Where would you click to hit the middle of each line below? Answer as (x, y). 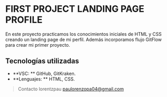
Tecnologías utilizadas (42, 61)
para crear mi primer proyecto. (38, 45)
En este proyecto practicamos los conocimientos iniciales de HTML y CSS (83, 34)
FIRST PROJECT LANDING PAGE (75, 9)
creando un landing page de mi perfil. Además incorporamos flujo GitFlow (83, 40)
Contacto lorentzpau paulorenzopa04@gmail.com (71, 89)
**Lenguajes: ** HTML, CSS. (44, 79)
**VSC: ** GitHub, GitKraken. (44, 73)
